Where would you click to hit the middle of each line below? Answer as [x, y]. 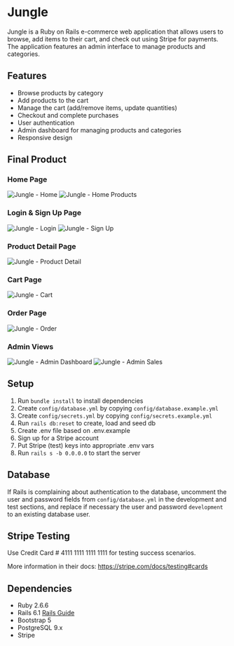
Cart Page [25, 280]
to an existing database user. [49, 514]
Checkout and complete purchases [68, 115]
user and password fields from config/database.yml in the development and [117, 499]
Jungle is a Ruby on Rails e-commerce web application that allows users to [116, 32]
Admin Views [30, 346]
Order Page [27, 313]
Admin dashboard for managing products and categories [99, 130]
